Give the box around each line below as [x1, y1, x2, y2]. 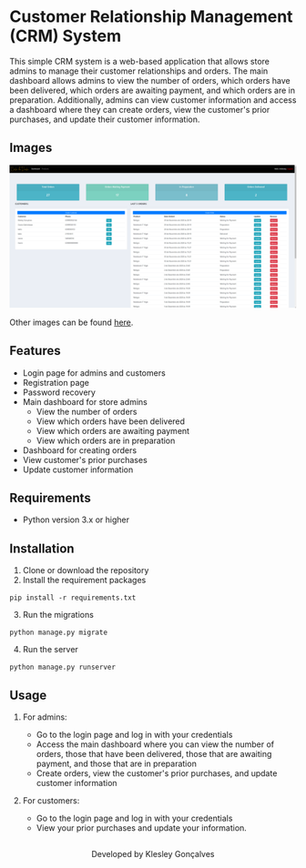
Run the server [22, 644, 79, 655]
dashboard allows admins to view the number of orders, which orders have [9, 75, 291, 86]
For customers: [22, 795, 80, 806]
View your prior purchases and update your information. [36, 823, 248, 833]
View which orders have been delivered [36, 416, 185, 427]
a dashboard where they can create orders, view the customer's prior [9, 104, 270, 115]
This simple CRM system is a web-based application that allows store [9, 56, 270, 66]
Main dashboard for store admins [22, 396, 148, 407]
